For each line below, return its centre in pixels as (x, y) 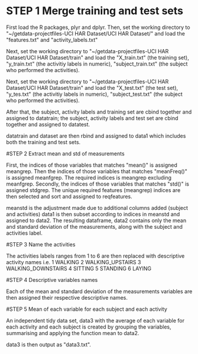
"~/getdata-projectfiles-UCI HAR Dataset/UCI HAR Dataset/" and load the (95, 33)
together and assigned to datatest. (48, 124)
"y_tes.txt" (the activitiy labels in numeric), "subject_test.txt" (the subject (95, 94)
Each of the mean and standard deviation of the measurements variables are (99, 291)
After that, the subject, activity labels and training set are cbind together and (99, 112)
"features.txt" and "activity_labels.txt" (52, 40)
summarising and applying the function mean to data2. (73, 333)
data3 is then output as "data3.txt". (49, 345)
